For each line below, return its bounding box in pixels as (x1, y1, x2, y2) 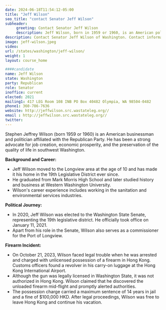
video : (5, 44, 19, 49)
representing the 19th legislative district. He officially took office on (12, 216, 149, 223)
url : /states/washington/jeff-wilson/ (5, 49, 85, 53)
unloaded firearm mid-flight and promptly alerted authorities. (12, 283, 136, 289)
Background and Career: (5, 156, 57, 162)
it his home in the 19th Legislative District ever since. (12, 171, 120, 177)
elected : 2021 (5, 95, 35, 100)
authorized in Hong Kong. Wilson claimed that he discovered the (12, 278, 144, 284)
